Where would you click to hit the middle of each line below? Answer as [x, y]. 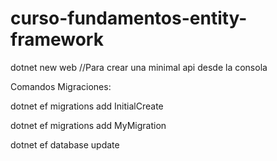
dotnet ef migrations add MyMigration [88, 125]
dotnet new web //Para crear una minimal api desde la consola [139, 67]
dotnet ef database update [65, 144]
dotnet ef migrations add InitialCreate [87, 106]
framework [57, 39]
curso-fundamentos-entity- [129, 18]
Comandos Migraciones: [61, 86]
